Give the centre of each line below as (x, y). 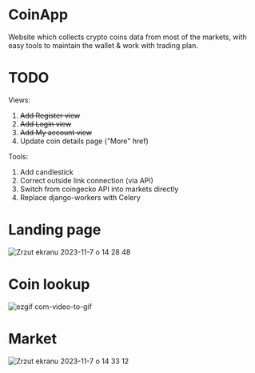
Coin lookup (49, 284)
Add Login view (46, 124)
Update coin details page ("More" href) (84, 141)
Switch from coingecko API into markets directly (99, 189)
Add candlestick (46, 172)
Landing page (55, 230)
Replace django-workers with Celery (80, 197)
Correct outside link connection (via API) (87, 180)
